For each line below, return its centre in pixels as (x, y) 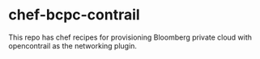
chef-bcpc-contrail (74, 15)
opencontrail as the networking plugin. (73, 45)
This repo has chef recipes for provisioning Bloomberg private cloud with (130, 37)
